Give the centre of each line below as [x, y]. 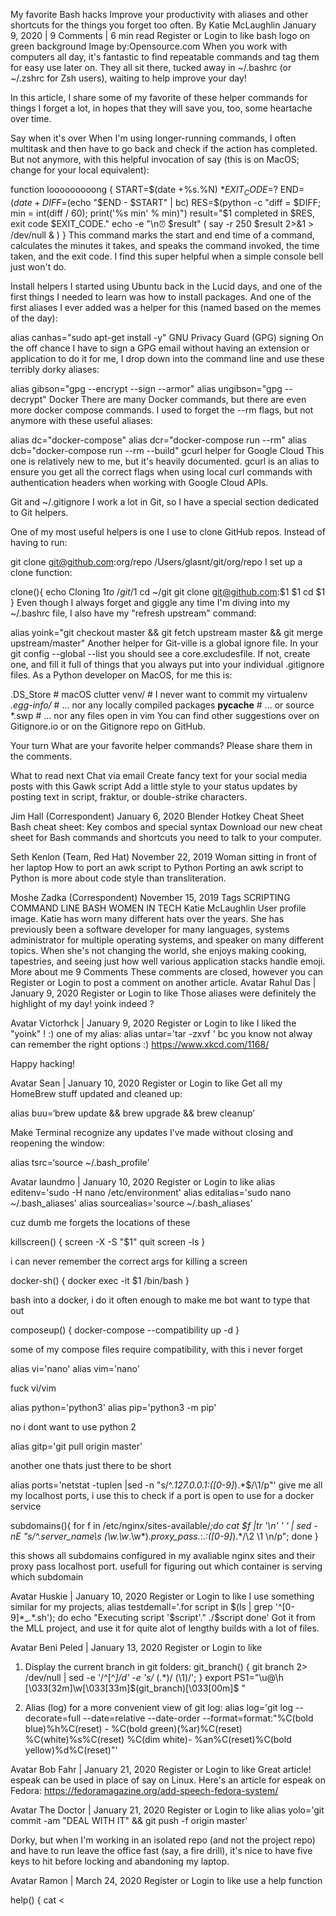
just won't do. [38, 266]
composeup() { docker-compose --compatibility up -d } [125, 1330]
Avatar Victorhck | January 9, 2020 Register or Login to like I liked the [153, 1023]
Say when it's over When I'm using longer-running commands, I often [153, 138]
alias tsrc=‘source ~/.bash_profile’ [80, 1162]
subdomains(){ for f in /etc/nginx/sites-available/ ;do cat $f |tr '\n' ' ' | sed [161, 1525]
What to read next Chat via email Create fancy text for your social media [159, 775]
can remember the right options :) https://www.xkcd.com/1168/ [140, 1044]
